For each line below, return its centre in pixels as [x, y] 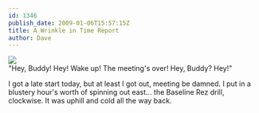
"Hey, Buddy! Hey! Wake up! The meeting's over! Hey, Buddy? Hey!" [120, 68]
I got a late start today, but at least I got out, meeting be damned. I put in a [129, 84]
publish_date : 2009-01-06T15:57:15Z [69, 23]
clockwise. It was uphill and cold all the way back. [90, 101]
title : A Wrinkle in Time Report [64, 30]
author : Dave [30, 38]
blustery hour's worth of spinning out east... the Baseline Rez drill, [116, 92]
